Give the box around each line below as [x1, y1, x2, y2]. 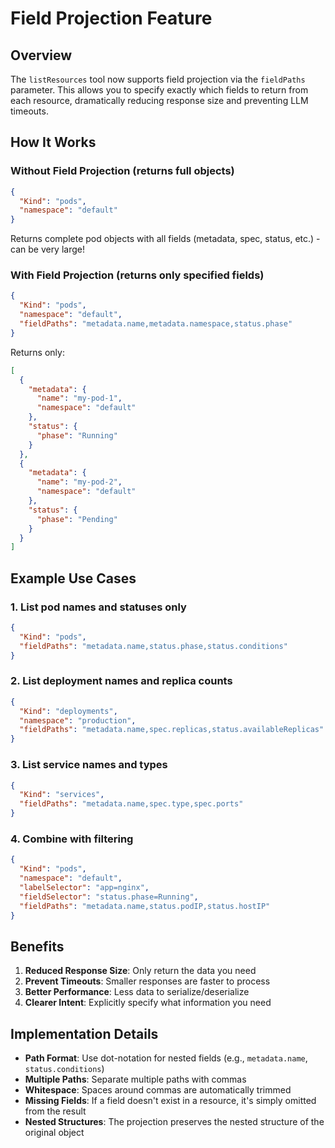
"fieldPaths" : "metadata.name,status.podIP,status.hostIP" [19, 901, 271, 911]
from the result [24, 1105, 87, 1117]
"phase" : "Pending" [36, 514, 118, 524]
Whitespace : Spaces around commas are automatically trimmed [24, 1084, 292, 1096]
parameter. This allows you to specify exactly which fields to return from [10, 84, 309, 96]
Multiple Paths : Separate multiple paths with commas [24, 1073, 247, 1086]
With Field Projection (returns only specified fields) [10, 268, 265, 282]
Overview [10, 47, 73, 64]
